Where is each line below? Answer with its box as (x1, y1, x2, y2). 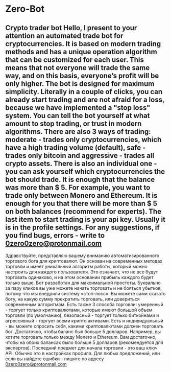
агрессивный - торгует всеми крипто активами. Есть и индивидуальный (5, 318, 164, 323)
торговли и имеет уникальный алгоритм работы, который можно (5, 264, 148, 269)
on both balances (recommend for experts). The (5, 207, 162, 216)
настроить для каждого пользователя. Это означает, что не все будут (5, 269, 158, 275)
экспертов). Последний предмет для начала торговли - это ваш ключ (5, 345, 158, 351)
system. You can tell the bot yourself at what (5, 111, 150, 120)
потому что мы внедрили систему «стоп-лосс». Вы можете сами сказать (5, 291, 166, 296)
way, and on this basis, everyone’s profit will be (5, 71, 159, 80)
